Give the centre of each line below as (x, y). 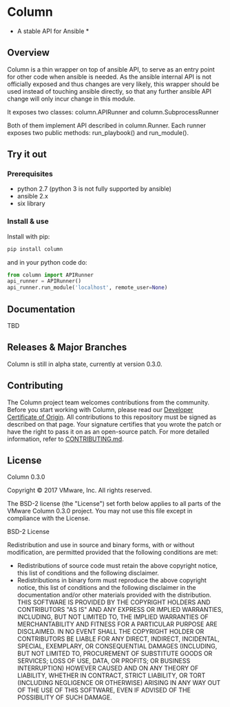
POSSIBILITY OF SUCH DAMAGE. (64, 697)
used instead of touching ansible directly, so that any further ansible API (109, 91)
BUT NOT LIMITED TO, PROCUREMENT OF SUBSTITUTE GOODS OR (115, 654)
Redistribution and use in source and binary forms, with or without (101, 545)
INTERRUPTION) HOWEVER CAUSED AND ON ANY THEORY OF (108, 668)
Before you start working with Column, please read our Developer (100, 409)
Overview (29, 53)
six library (31, 203)
